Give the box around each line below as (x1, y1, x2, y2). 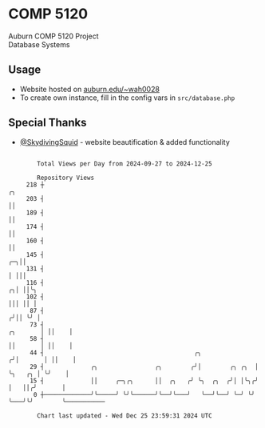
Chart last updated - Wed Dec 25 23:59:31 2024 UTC (37, 411, 213, 420)
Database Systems (8, 39, 70, 49)
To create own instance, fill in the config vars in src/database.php (19, 93, 235, 102)
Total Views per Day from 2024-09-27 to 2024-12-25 (37, 159, 213, 168)
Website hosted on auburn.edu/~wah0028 (19, 84, 160, 94)
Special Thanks (8, 116, 87, 130)
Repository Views (37, 174, 94, 182)
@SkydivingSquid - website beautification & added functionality (19, 137, 230, 146)
